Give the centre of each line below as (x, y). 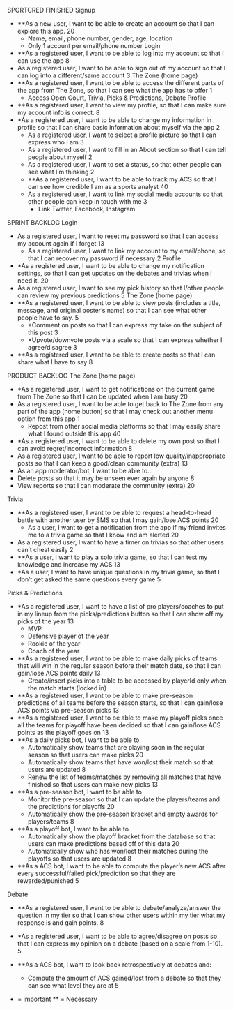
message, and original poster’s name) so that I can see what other (112, 310)
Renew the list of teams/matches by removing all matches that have (124, 777)
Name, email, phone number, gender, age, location (100, 38)
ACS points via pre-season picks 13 (68, 710)
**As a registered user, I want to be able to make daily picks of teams (117, 658)
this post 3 (43, 332)
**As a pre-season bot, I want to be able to (80, 792)
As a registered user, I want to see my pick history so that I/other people (121, 288)
